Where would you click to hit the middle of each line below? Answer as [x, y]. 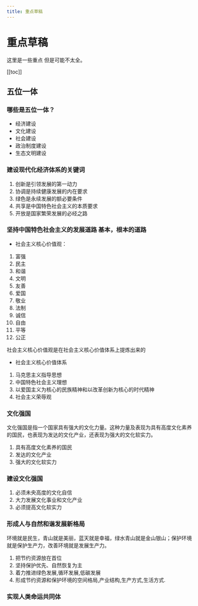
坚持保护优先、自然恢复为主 [49, 565]
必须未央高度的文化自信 [43, 492]
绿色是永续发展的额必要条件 [49, 198]
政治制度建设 [31, 146]
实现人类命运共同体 [34, 597]
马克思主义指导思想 [38, 375]
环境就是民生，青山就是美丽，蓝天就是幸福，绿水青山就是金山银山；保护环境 [99, 538]
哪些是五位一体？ [31, 109]
